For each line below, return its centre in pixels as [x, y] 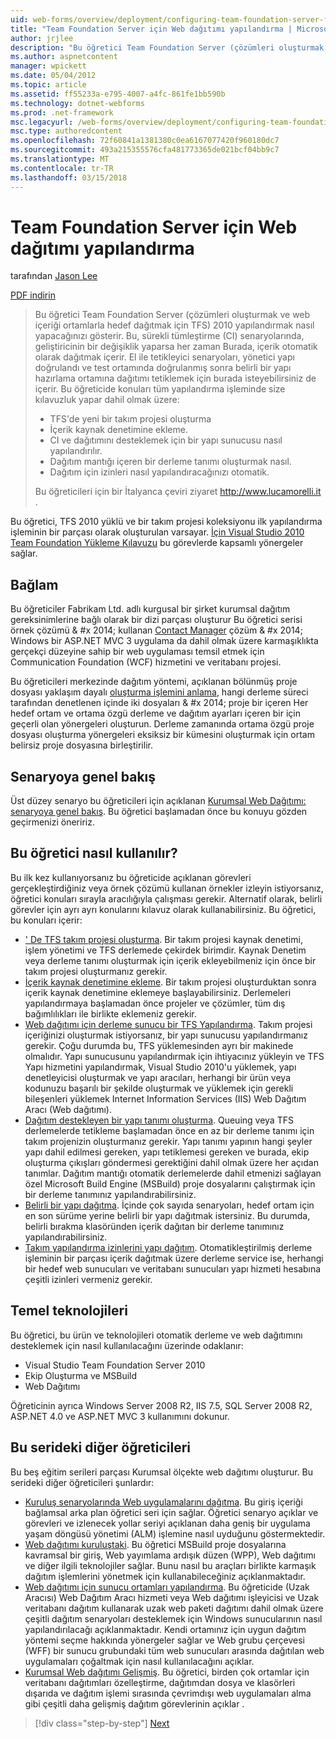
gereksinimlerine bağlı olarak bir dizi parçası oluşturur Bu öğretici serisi [156, 620]
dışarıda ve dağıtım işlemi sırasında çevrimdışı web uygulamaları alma [168, 1693]
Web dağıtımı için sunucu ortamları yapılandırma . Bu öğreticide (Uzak [167, 1587]
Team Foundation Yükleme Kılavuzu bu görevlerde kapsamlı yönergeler [157, 543]
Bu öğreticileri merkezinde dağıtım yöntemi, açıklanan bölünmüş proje [154, 682]
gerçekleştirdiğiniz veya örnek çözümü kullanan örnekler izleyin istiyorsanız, [167, 888]
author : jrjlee [42, 38]
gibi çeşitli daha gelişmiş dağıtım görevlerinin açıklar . [134, 1703]
